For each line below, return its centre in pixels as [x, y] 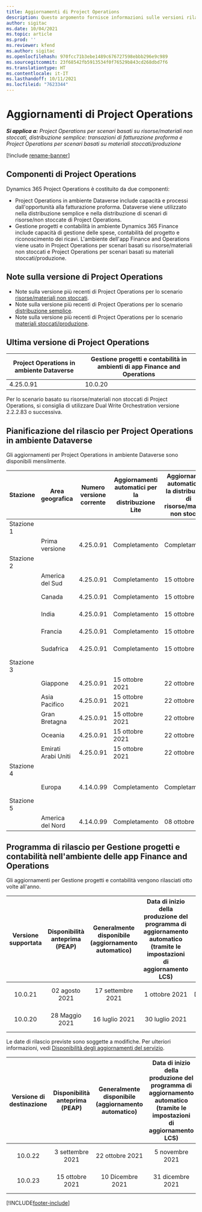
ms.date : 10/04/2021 [32, 29]
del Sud [52, 583]
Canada [52, 597]
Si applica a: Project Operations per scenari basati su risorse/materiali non [99, 131]
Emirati [51, 749]
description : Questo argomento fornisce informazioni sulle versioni [95, 17]
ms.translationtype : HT [36, 68]
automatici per [136, 487]
